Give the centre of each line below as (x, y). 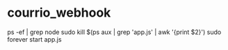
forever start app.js (34, 39)
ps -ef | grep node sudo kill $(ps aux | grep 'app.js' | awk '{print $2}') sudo (114, 32)
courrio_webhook (59, 13)
